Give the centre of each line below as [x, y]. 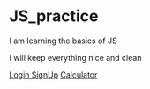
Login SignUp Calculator [53, 74]
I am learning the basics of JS [63, 41]
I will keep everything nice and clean [75, 57]
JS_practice [54, 16]
